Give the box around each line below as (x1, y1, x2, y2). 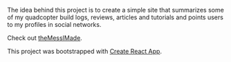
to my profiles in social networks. (7, 21, 102, 28)
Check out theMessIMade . (7, 34, 83, 42)
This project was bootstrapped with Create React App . (7, 48, 163, 55)
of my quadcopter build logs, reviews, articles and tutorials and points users (7, 13, 223, 21)
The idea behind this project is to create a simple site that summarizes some (7, 6, 225, 14)
